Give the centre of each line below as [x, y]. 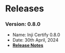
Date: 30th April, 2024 [35, 40]
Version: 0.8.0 [23, 24]
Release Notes [28, 46]
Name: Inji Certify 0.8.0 [36, 35]
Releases [24, 9]
